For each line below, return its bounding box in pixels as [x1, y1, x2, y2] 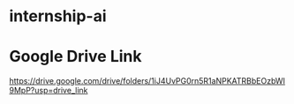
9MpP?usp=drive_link [9, 85, 88, 96]
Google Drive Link [9, 47, 142, 67]
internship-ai [9, 6, 108, 26]
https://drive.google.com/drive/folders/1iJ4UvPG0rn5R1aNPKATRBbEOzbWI [9, 76, 285, 86]
